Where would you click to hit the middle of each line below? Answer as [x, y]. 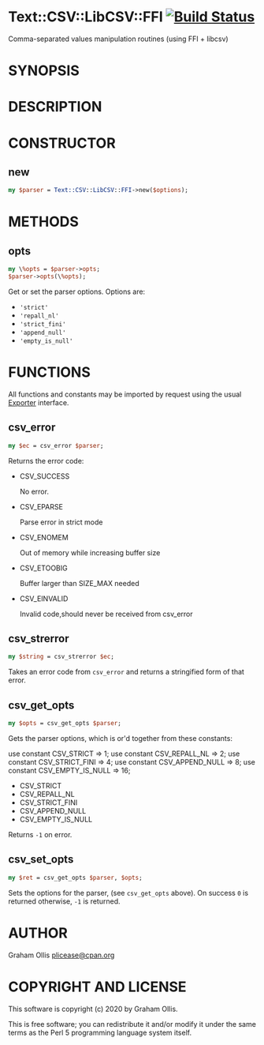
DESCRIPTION [55, 107]
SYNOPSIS [44, 71]
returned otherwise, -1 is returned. [64, 901]
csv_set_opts [41, 860]
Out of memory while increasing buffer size [90, 552]
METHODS [43, 222]
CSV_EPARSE [41, 506]
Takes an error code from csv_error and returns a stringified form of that [126, 672]
